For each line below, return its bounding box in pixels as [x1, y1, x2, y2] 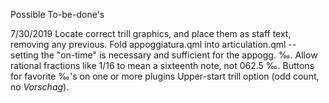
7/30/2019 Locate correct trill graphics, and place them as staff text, [10, 28, 292, 39]
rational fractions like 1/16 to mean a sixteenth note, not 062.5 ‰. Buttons [10, 60, 315, 71]
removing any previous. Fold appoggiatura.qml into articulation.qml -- [10, 39, 297, 50]
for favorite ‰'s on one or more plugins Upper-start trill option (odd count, [10, 70, 320, 82]
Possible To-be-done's [10, 9, 105, 20]
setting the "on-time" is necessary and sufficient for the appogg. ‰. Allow [10, 49, 318, 61]
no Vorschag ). [10, 81, 70, 93]
